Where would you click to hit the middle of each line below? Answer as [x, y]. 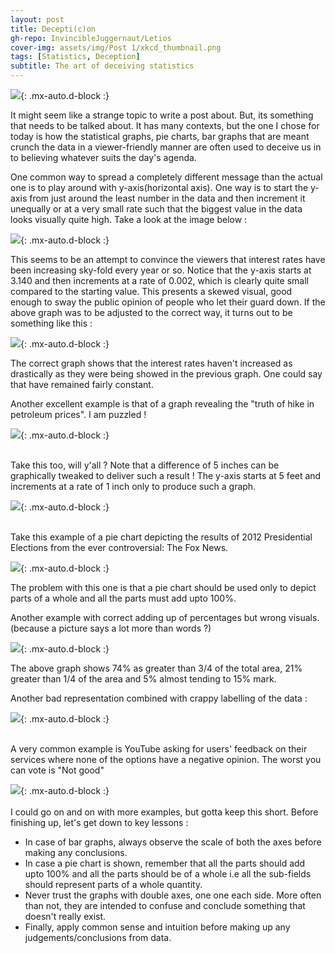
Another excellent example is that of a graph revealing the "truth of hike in [162, 404]
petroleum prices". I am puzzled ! [78, 414]
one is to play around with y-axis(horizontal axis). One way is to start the [159, 187]
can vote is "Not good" [57, 770]
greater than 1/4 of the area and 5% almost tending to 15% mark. [143, 679]
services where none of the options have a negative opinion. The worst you [166, 759]
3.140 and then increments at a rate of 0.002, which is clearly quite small [159, 280]
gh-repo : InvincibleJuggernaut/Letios [91, 38]
